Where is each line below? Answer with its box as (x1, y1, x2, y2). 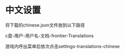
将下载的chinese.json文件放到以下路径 (5, 22, 85, 28)
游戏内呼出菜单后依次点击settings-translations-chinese (5, 43, 120, 49)
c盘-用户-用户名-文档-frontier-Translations (5, 32, 94, 38)
